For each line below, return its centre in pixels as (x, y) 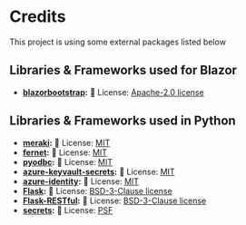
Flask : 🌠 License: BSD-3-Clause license (97, 191)
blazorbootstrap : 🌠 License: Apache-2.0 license (113, 92)
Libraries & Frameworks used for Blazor (123, 70)
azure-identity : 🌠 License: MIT (80, 181)
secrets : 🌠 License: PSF (68, 210)
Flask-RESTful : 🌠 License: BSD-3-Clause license (114, 201)
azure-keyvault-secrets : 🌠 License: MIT (98, 171)
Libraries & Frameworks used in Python (123, 121)
